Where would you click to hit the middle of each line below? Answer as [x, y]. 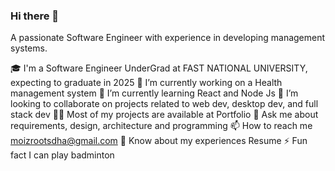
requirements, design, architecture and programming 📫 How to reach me [161, 126]
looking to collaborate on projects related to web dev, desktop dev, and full [164, 104]
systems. [29, 48]
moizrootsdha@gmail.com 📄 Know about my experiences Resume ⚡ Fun [159, 141]
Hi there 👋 [35, 16]
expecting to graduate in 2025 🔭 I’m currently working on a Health [146, 83]
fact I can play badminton [62, 155]
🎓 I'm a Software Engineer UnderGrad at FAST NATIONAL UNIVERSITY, [159, 68]
